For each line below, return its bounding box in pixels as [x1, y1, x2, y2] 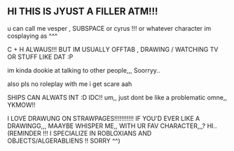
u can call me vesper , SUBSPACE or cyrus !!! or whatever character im [7, 24, 212, 32]
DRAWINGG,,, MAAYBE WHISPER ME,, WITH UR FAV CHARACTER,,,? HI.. [7, 122, 217, 130]
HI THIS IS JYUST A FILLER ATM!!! [7, 6, 158, 17]
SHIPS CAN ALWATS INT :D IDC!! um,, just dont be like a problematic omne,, [7, 93, 228, 101]
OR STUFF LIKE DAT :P [7, 52, 74, 61]
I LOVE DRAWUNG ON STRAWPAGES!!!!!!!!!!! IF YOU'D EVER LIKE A [7, 114, 200, 122]
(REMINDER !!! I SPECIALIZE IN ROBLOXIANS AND [7, 129, 152, 137]
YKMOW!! [7, 101, 36, 109]
